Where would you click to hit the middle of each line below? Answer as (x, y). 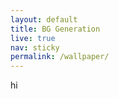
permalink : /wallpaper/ (60, 57)
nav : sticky (35, 47)
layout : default (44, 19)
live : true (33, 38)
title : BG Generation (55, 29)
